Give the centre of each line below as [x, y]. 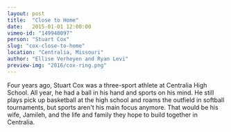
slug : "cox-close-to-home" [46, 46]
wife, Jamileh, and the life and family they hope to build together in [102, 115]
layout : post [26, 14]
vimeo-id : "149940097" [40, 33]
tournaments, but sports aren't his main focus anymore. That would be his [113, 107]
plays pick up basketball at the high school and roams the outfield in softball [116, 100]
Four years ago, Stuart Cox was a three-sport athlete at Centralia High [107, 85]
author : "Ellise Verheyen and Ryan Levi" [68, 59]
